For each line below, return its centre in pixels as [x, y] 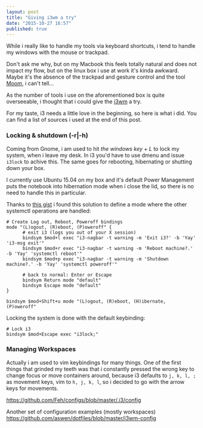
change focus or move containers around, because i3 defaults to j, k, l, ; [101, 375]
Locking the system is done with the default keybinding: [76, 318]
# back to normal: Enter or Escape [67, 275]
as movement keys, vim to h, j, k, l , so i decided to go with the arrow [95, 381]
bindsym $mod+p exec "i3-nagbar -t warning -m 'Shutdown [95, 259]
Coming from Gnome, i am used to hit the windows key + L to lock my [93, 148]
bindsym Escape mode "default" [62, 285]
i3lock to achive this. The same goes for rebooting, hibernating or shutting [99, 162]
